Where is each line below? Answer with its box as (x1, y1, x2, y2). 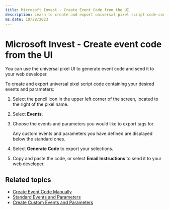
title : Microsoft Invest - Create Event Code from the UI (5, 7, 129, 13)
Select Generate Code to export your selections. (12, 146, 114, 152)
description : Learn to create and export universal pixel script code (5, 12, 156, 17)
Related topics (5, 175, 51, 184)
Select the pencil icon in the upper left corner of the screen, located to (12, 96, 158, 102)
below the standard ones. (12, 136, 65, 142)
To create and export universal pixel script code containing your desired (5, 81, 154, 87)
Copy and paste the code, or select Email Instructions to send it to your (12, 156, 162, 162)
